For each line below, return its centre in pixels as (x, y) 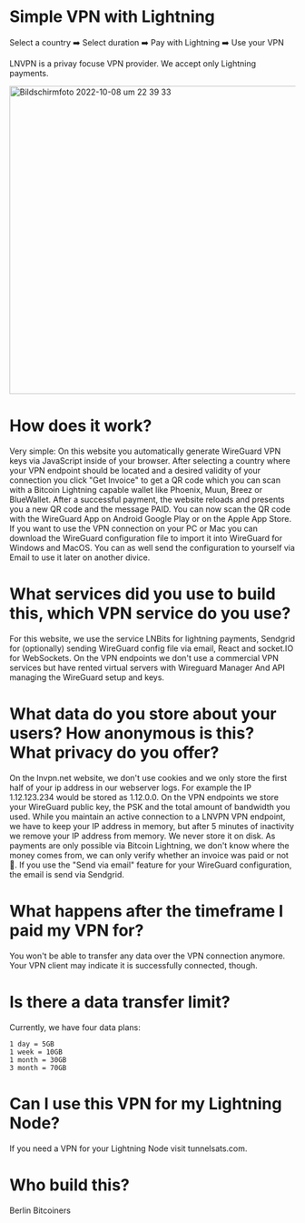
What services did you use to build (143, 594)
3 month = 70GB (38, 1068)
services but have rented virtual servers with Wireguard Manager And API (148, 667)
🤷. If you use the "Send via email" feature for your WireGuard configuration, (151, 865)
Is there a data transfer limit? (120, 1002)
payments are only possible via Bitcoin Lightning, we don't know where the (149, 845)
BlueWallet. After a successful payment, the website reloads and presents (147, 499)
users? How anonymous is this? (132, 733)
